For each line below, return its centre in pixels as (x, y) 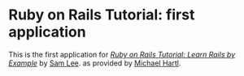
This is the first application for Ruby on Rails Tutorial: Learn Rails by (122, 54)
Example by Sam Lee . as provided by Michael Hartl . (95, 63)
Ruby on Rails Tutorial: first (102, 15)
